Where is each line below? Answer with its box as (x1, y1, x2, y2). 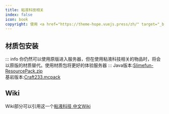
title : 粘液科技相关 (5, 7, 44, 13)
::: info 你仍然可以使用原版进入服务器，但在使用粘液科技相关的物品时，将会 (5, 56, 161, 62)
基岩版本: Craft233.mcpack (5, 74, 61, 80)
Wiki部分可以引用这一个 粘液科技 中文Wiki (5, 103, 91, 109)
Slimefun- (133, 62, 154, 68)
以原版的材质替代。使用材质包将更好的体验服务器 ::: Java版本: (5, 62, 134, 68)
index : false (5, 12, 33, 17)
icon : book (5, 17, 28, 22)
